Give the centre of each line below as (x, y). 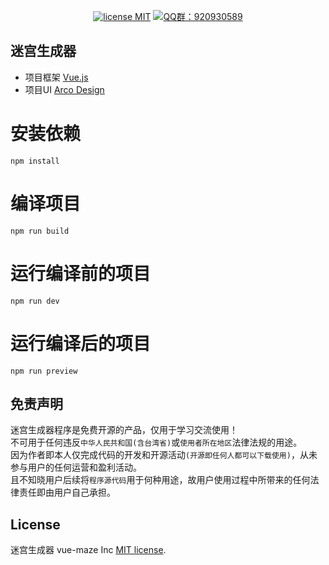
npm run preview (44, 371)
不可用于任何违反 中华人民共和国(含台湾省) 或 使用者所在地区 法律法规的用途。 (156, 442)
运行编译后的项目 (81, 343)
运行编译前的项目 (81, 273)
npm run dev (35, 301)
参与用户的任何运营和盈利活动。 (76, 467)
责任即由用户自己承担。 (67, 492)
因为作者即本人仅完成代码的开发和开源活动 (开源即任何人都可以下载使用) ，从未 (164, 455)
